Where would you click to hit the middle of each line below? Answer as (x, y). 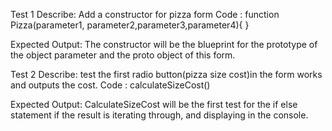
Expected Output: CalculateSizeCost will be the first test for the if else (154, 104)
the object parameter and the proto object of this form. (123, 55)
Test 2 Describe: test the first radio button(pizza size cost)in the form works (166, 74)
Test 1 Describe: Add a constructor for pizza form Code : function (145, 14)
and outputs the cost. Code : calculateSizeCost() (110, 85)
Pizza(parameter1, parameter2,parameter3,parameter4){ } (130, 25)
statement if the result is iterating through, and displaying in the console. (159, 115)
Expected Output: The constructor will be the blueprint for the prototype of (164, 44)
